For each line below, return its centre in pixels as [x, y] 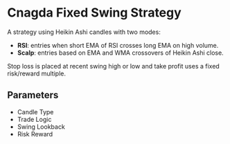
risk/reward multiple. [36, 73]
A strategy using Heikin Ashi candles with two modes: [84, 32]
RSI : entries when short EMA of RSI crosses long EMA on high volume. [118, 45]
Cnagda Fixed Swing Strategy [94, 13]
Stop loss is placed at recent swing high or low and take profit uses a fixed [113, 66]
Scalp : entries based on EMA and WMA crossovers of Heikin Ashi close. [120, 53]
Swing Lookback [41, 127]
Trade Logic [34, 119]
